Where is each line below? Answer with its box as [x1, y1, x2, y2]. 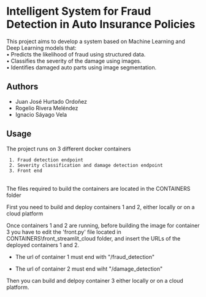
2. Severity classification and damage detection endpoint [9, 162, 164, 168]
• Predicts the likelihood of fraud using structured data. [6, 50, 146, 58]
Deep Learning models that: [6, 44, 77, 52]
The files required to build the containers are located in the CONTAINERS [6, 185, 191, 192]
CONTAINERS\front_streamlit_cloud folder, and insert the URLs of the [6, 234, 181, 242]
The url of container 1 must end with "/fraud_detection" [15, 253, 155, 260]
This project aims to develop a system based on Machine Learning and [6, 37, 185, 45]
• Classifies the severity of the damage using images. [6, 57, 142, 64]
